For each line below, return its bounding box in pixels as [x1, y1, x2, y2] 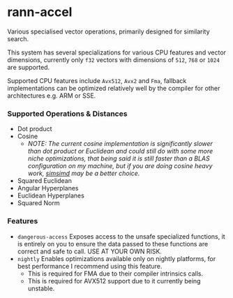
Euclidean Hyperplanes [17, 191, 85, 200]
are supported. [7, 63, 50, 71]
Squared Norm [17, 199, 60, 207]
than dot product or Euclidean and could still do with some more [27, 147, 213, 156]
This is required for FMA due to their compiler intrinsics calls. [27, 269, 204, 278]
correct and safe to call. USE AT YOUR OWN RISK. [17, 247, 163, 255]
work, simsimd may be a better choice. [27, 169, 140, 178]
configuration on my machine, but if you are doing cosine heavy [27, 162, 213, 170]
